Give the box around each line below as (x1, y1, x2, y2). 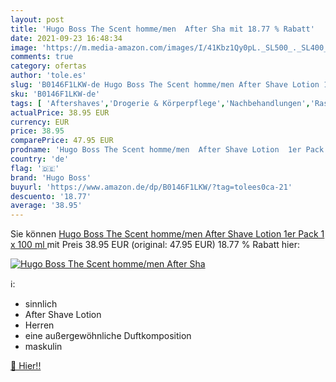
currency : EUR (10, 117, 70, 127)
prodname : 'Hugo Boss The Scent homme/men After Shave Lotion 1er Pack (10, 145, 325, 155)
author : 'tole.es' (10, 71, 87, 81)
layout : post (10, 14, 65, 25)
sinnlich (24, 298, 58, 310)
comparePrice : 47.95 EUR (10, 136, 114, 146)
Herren (24, 319, 55, 331)
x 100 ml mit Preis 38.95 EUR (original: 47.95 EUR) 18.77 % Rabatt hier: (10, 239, 300, 251)
